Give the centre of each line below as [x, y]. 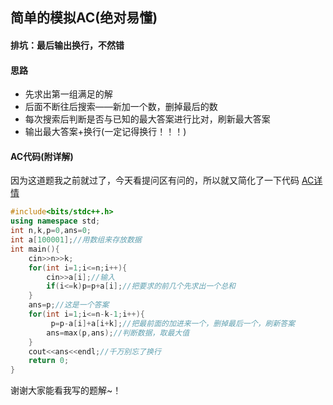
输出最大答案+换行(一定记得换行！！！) [105, 132]
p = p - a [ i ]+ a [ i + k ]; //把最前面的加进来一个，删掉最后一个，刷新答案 [173, 323]
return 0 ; [49, 361]
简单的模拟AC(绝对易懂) [84, 18]
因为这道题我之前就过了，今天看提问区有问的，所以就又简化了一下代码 [155, 180]
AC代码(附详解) [42, 156]
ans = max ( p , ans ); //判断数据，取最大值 [118, 333]
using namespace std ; [55, 221]
